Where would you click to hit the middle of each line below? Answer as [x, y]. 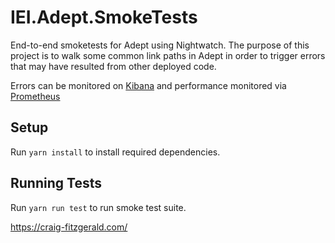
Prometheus [35, 96]
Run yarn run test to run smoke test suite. [98, 207]
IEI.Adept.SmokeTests [104, 17]
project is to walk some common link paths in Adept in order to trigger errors [168, 55]
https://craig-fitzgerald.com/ [69, 227]
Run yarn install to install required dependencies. [115, 152]
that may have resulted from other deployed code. [113, 66]
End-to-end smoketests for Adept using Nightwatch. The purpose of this [160, 45]
